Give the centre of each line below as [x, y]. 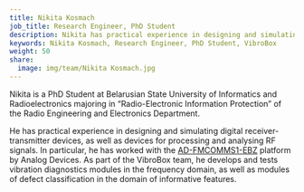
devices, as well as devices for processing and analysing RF [164, 140]
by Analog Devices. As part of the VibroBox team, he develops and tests [144, 159]
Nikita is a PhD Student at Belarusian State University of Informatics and [143, 94]
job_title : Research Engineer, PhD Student [93, 26]
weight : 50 [30, 52]
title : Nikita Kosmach [52, 18]
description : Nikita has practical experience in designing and [133, 34]
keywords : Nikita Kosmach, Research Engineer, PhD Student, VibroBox [143, 43]
